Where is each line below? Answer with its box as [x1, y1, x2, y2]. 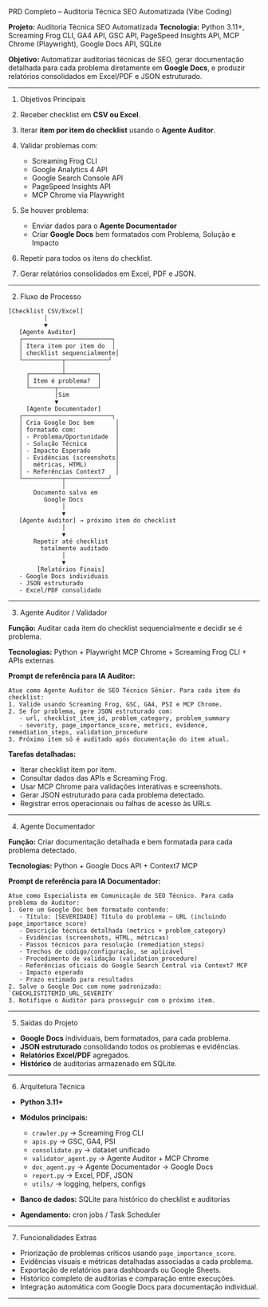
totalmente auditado [40, 545, 109, 553]
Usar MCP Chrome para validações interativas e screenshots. [19, 781, 223, 791]
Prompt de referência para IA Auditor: [8, 671, 136, 680]
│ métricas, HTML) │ [18, 461, 120, 469]
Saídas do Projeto [19, 1018, 78, 1027]
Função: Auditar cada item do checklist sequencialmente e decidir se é [8, 624, 242, 632]
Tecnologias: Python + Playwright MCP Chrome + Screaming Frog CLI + [8, 648, 247, 656]
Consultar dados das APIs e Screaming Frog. [19, 774, 167, 782]
